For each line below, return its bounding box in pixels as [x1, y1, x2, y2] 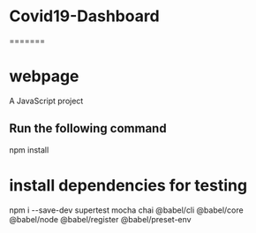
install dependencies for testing [9, 175, 248, 195]
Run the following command [9, 121, 167, 136]
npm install [9, 144, 49, 155]
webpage [9, 66, 79, 86]
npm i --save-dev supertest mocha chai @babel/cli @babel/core [9, 205, 245, 215]
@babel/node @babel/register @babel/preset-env [9, 214, 192, 224]
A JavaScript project [9, 95, 84, 106]
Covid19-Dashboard [9, 6, 161, 26]
